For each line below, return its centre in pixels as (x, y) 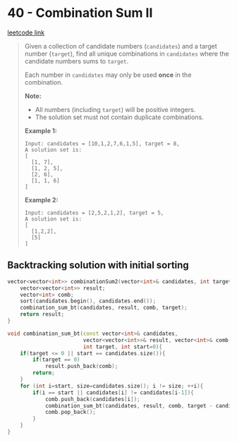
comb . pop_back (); (71, 412)
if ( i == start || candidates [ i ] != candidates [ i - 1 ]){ (113, 393)
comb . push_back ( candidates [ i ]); (92, 399)
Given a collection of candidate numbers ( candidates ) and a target (121, 46)
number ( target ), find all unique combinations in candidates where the (127, 54)
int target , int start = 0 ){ (122, 347)
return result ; (42, 314)
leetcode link (26, 32)
